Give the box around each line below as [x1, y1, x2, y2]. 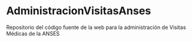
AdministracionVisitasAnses [6, 4, 151, 18]
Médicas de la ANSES [6, 30, 60, 37]
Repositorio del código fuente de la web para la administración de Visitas [6, 24, 187, 31]
